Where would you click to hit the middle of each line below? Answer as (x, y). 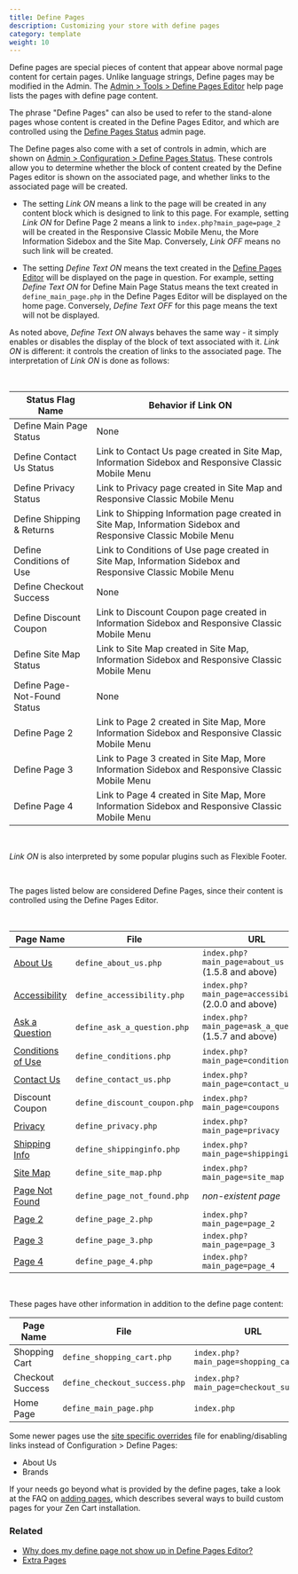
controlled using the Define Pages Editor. (84, 901)
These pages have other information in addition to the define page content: (146, 1304)
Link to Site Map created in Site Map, (173, 649)
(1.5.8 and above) (240, 972)
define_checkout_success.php (124, 1383)
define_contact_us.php (123, 1080)
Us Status (34, 468)
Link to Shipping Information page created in (189, 514)
